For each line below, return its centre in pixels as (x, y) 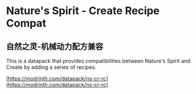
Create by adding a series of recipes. (51, 67)
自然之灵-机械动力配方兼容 (55, 46)
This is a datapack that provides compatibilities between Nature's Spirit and (98, 61)
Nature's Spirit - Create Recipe (83, 11)
